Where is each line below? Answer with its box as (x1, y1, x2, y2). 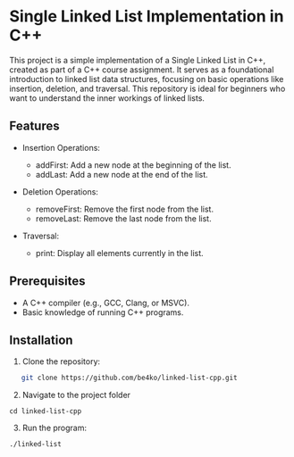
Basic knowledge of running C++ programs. (21, 306, 184, 318)
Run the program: (21, 422, 88, 434)
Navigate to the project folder (21, 390, 131, 401)
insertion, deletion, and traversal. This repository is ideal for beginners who (9, 83, 286, 94)
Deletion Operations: (21, 186, 98, 197)
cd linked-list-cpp (9, 407, 82, 416)
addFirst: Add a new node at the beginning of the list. (35, 159, 231, 170)
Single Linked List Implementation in (9, 6, 284, 27)
